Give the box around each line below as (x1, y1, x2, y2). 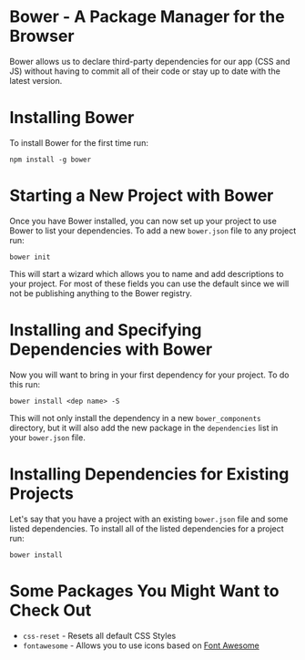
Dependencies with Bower (9, 339, 213, 359)
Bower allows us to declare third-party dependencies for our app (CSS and (9, 56, 290, 67)
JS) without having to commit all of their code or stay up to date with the (9, 66, 280, 77)
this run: (9, 378, 41, 389)
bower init (9, 253, 51, 262)
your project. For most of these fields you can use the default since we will (9, 278, 290, 289)
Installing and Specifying (9, 320, 202, 340)
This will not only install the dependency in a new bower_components (9, 412, 261, 423)
